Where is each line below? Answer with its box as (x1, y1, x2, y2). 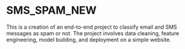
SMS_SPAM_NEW (6, 4, 97, 17)
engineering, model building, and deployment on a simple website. (6, 36, 172, 43)
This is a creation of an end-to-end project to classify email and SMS (6, 23, 178, 30)
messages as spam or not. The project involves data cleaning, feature (6, 29, 180, 36)
